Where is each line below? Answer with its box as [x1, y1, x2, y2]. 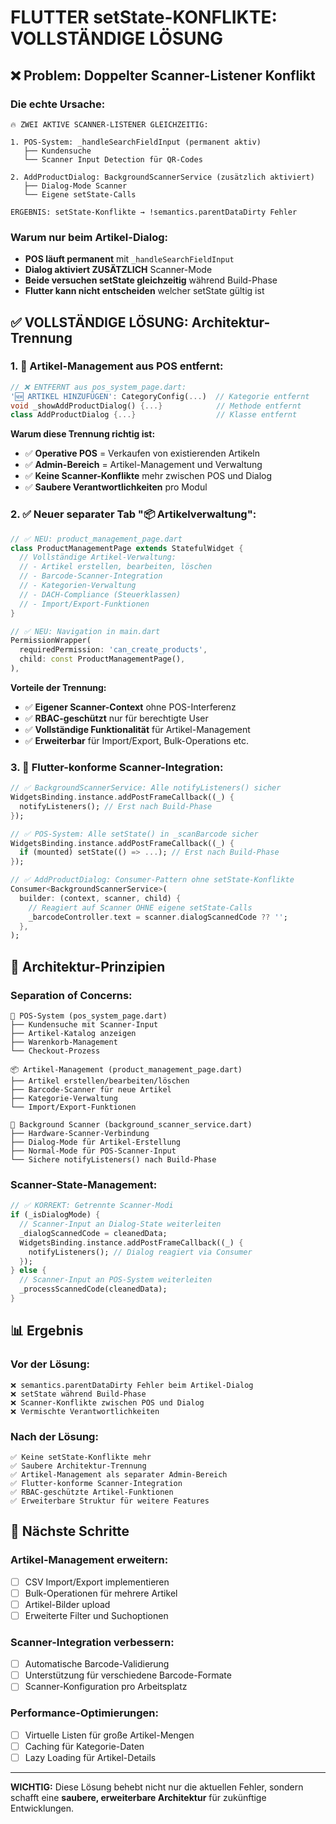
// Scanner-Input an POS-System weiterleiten [19, 1275, 213, 1285]
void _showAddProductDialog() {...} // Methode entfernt [10, 401, 302, 411]
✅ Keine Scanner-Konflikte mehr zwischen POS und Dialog [24, 470, 273, 482]
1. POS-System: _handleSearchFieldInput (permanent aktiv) [10, 137, 262, 147]
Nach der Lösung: [10, 1429, 99, 1443]
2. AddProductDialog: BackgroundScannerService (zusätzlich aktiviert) [10, 172, 315, 182]
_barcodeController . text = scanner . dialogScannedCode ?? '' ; [28, 912, 288, 922]
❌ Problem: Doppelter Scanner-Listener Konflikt [10, 67, 316, 84]
